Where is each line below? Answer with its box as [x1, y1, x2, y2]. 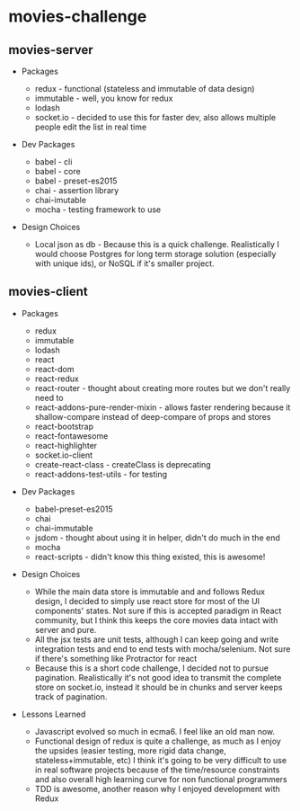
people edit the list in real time [34, 121, 147, 132]
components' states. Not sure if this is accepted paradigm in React [34, 605, 282, 616]
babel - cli [34, 156, 73, 167]
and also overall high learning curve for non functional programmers [34, 773, 288, 784]
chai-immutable [34, 522, 93, 533]
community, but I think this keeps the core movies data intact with [34, 614, 278, 626]
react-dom [34, 363, 75, 374]
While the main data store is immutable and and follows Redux [34, 586, 266, 597]
